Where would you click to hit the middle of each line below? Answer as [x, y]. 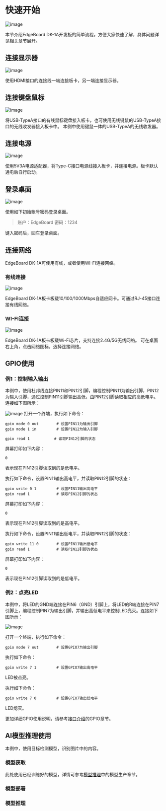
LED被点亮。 [18, 677]
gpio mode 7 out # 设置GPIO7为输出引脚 [51, 647]
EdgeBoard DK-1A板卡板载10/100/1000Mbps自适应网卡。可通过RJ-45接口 [81, 298]
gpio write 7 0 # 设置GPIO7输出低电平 [51, 698]
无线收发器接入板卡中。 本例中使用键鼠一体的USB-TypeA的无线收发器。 [87, 126]
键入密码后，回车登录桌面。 [34, 233]
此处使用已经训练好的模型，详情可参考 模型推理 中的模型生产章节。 [73, 774]
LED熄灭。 [16, 708]
